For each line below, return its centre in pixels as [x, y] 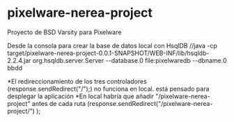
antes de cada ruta [58, 103]
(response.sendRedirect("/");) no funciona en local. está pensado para [108, 89]
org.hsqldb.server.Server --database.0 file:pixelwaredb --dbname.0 [130, 60]
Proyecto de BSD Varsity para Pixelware [64, 32]
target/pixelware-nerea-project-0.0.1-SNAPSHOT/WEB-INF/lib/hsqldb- [108, 53]
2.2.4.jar [19, 60]
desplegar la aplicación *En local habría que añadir [81, 96]
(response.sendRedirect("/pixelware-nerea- [150, 103]
